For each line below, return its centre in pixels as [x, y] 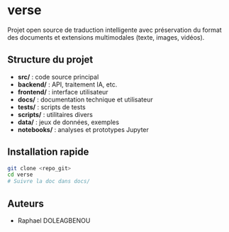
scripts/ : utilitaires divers [55, 114]
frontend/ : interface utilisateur [63, 92]
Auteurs [26, 203]
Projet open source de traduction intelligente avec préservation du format [114, 30]
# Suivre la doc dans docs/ [49, 182]
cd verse [20, 175]
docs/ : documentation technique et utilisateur [85, 99]
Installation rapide [48, 152]
